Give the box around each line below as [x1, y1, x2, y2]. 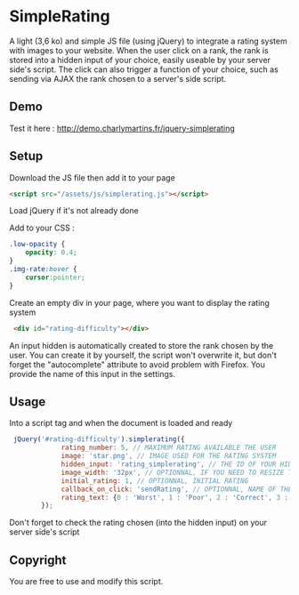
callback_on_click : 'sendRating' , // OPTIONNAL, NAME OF [61, 485, 277, 494]
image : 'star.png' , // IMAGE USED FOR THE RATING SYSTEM [61, 452, 277, 461]
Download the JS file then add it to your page [9, 172, 175, 183]
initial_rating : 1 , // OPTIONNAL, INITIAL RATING [61, 476, 249, 486]
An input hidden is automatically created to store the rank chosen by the [9, 340, 274, 350]
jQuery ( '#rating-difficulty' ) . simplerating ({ [12, 435, 185, 444]
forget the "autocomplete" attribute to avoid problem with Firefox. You [9, 358, 265, 370]
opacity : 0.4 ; [25, 248, 77, 257]
